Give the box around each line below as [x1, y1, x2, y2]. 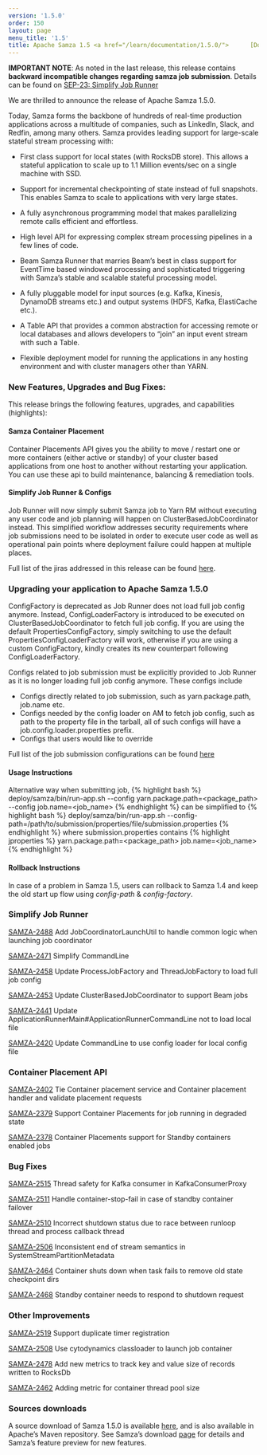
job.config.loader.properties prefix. [19, 726, 134, 735]
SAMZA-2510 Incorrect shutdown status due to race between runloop [8, 1218, 236, 1228]
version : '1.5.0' [8, 11, 66, 20]
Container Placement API [8, 1066, 107, 1077]
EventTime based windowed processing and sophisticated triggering [19, 265, 246, 274]
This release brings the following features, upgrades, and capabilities [8, 399, 235, 409]
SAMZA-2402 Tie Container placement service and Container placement [8, 1085, 246, 1095]
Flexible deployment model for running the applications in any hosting [19, 353, 249, 363]
